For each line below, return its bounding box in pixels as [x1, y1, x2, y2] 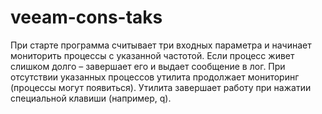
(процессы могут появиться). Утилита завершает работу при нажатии [10, 81, 312, 93]
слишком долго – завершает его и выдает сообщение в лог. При [10, 60, 286, 72]
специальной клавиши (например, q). [10, 92, 172, 104]
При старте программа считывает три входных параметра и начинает [10, 39, 312, 51]
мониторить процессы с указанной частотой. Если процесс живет [10, 49, 295, 61]
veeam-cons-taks [10, 6, 163, 29]
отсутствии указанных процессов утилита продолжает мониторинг [10, 71, 300, 83]
